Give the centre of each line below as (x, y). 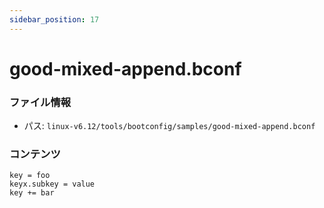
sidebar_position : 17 (54, 19)
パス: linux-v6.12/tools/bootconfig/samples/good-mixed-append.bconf (169, 126)
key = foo (30, 176)
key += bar (32, 193)
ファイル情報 (40, 102)
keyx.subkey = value (52, 184)
